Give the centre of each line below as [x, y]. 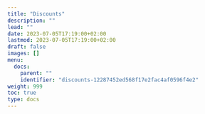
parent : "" [36, 73]
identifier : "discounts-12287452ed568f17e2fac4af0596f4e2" [110, 80]
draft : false [27, 47]
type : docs [23, 100]
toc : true [22, 93]
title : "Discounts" [36, 14]
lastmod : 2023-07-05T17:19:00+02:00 [62, 40]
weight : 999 [25, 86]
